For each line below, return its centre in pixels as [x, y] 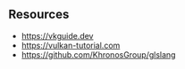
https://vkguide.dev [57, 35]
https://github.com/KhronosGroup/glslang [98, 54]
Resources [39, 15]
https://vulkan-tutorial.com [71, 45]
